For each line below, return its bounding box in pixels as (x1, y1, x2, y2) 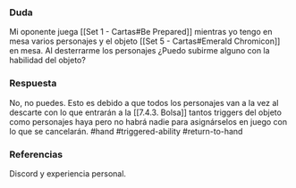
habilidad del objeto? (9, 55, 87, 66)
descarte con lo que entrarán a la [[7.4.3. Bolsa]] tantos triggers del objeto (9, 107, 282, 118)
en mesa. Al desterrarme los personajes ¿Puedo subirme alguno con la (9, 45, 270, 56)
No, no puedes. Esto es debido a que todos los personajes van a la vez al (9, 97, 279, 108)
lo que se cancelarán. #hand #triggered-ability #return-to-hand (9, 126, 243, 136)
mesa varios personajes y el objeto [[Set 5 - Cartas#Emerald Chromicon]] (9, 36, 281, 46)
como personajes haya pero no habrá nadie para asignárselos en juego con (9, 116, 288, 127)
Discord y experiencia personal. (9, 168, 127, 179)
